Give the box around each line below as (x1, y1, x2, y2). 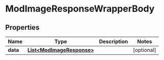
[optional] (132, 46, 156, 53)
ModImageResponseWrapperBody (5, 3, 155, 15)
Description (99, 38, 128, 45)
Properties (5, 23, 40, 32)
